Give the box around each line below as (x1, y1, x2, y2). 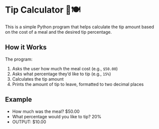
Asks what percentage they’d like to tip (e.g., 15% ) (12, 71, 111, 77)
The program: (5, 56, 33, 62)
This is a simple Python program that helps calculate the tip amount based (5, 23, 155, 30)
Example (5, 95, 32, 104)
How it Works (5, 43, 47, 52)
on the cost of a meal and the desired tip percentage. (5, 29, 112, 35)
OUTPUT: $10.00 (12, 119, 46, 125)
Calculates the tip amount (12, 76, 64, 82)
